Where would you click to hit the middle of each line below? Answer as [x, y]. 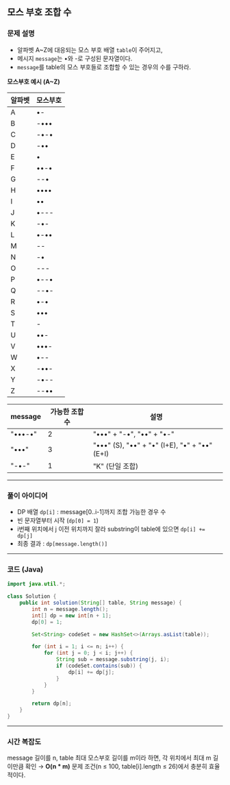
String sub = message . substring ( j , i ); [113, 660]
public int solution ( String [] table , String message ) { [101, 603]
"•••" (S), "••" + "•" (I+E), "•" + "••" [153, 445]
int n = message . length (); [70, 609]
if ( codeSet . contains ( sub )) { [99, 666]
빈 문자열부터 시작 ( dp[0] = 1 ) [58, 520]
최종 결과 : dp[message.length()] [62, 543]
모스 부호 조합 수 [39, 12]
